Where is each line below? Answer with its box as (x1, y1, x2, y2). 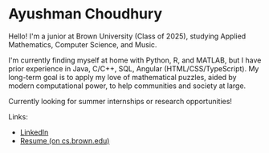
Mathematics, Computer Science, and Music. (8, 39, 157, 49)
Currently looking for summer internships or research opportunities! (8, 96, 233, 106)
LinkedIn (19, 127, 49, 137)
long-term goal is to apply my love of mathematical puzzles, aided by (8, 72, 237, 82)
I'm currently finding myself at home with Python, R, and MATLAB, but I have (8, 55, 262, 65)
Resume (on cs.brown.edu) (19, 135, 110, 145)
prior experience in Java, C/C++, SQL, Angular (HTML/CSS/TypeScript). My (8, 63, 259, 73)
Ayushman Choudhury (8, 5, 163, 23)
